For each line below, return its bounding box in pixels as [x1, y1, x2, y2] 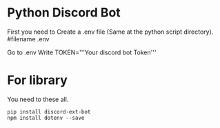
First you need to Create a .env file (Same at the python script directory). [7, 28, 214, 36]
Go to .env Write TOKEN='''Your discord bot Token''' [7, 48, 157, 56]
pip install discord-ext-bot [7, 108, 91, 115]
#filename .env [7, 34, 50, 43]
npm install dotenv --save [7, 114, 85, 121]
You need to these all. [7, 95, 69, 103]
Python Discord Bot [7, 5, 121, 21]
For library [7, 72, 68, 88]
